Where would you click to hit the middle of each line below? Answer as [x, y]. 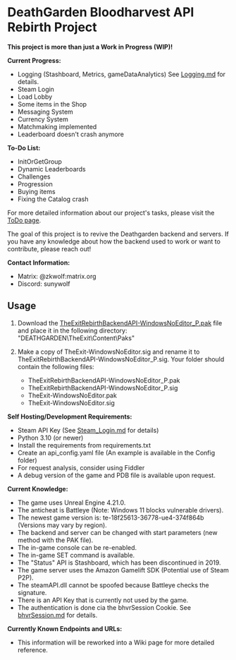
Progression [35, 184]
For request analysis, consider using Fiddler [81, 467]
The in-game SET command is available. [76, 555]
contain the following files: [56, 366]
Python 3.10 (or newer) [50, 438]
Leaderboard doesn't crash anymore [71, 134]
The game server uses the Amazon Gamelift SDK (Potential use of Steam [123, 570]
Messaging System [45, 112]
